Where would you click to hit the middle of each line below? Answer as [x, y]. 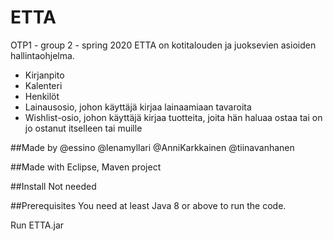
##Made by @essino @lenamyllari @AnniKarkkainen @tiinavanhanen [152, 147]
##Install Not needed [53, 186]
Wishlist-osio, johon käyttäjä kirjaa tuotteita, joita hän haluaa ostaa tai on [173, 117]
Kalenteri [43, 85]
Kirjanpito [44, 75]
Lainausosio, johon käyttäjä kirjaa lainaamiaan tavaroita [138, 107]
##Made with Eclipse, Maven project [86, 167]
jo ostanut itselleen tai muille [83, 128]
